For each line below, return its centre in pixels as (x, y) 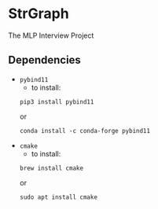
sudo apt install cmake (59, 197)
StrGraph (39, 14)
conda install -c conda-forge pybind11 (85, 130)
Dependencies (44, 60)
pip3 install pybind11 (57, 102)
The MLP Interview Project (51, 35)
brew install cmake (51, 168)
